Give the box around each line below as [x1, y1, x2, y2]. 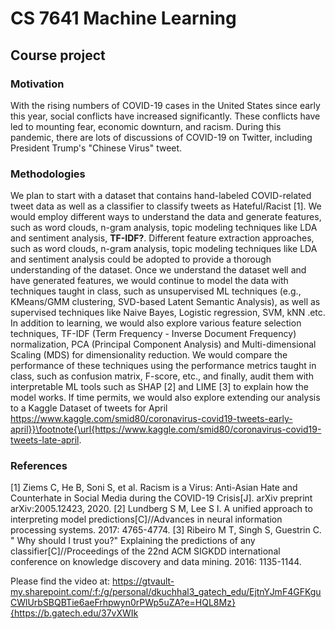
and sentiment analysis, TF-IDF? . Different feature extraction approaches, [10, 232, 315, 244]
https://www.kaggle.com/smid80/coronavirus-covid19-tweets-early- [10, 413, 293, 425]
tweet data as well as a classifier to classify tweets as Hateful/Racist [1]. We [10, 200, 322, 212]
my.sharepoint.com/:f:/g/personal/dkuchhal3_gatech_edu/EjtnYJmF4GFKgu [10, 586, 322, 598]
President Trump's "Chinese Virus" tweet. [10, 142, 183, 154]
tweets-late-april [10, 434, 80, 446]
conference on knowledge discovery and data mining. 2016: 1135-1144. [10, 556, 302, 568]
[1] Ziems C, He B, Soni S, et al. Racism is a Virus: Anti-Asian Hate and [10, 482, 298, 494]
